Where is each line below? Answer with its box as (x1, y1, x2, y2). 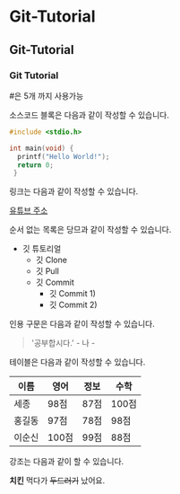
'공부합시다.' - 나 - (30, 338, 96, 348)
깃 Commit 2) (48, 299, 98, 311)
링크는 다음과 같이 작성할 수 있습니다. (9, 186, 139, 197)
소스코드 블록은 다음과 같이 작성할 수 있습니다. (9, 110, 170, 120)
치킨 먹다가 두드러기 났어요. (9, 475, 106, 486)
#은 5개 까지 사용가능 (9, 90, 84, 101)
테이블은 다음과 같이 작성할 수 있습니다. (9, 357, 146, 367)
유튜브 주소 (9, 205, 48, 216)
